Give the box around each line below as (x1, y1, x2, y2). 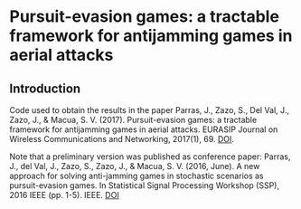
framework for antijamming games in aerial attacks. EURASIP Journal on (9, 124, 278, 135)
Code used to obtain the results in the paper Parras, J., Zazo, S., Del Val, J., (9, 105, 289, 115)
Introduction (9, 81, 81, 96)
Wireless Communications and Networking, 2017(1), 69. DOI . (9, 134, 235, 144)
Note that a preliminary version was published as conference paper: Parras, (9, 151, 291, 162)
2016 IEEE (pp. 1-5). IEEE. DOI (9, 190, 119, 200)
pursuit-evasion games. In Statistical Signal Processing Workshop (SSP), (9, 180, 280, 191)
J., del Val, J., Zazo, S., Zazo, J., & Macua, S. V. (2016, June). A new (9, 161, 260, 171)
